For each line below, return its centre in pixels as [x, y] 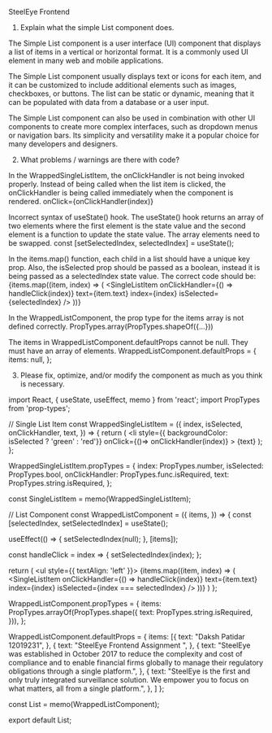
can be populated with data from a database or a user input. [109, 102]
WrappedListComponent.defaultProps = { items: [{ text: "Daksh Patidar [127, 637]
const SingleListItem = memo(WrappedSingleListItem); [100, 499]
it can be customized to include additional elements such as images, [123, 85]
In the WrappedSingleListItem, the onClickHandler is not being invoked [127, 175]
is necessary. [42, 384]
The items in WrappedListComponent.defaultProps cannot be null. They [129, 342]
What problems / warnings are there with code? [100, 159]
